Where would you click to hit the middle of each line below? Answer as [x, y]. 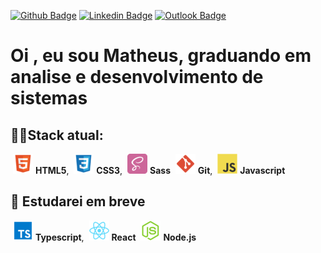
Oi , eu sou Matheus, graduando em [161, 56]
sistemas [49, 98]
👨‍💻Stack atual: [57, 135]
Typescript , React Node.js [115, 237]
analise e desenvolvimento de [137, 77]
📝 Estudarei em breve [78, 201]
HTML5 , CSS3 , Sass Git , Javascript [160, 170]
